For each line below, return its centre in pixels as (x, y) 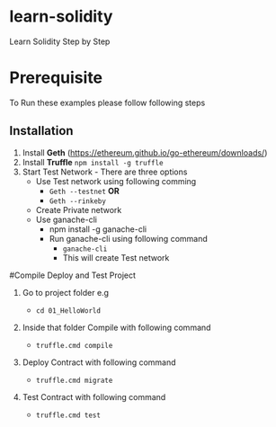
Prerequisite (56, 78)
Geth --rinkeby (77, 201)
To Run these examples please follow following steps (107, 102)
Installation (41, 131)
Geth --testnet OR (84, 191)
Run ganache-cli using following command (129, 238)
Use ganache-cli (66, 219)
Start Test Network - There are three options (105, 172)
